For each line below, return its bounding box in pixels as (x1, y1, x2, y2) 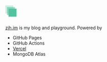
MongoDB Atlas (12, 51, 46, 57)
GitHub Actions (12, 40, 45, 46)
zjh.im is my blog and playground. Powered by (5, 25, 102, 31)
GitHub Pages (12, 34, 42, 40)
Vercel (12, 45, 26, 51)
